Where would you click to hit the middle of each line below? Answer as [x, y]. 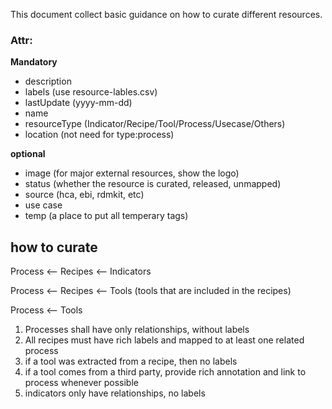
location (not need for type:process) [99, 135]
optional [28, 154]
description [48, 81]
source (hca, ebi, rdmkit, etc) [84, 195]
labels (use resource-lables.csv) [91, 92]
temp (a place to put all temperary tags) [106, 216]
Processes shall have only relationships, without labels [137, 330]
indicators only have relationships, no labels [115, 393]
